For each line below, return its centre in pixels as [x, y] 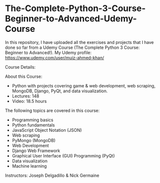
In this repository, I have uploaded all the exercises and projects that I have [80, 42]
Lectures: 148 [26, 96]
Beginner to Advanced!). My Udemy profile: [48, 52]
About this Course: [24, 76]
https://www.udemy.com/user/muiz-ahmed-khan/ [55, 57]
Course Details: [20, 67]
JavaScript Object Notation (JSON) [47, 130]
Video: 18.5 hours [29, 101]
